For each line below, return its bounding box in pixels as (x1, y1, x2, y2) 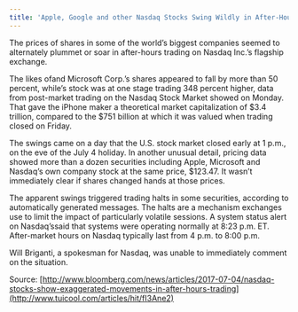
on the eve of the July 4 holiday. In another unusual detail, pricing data (9, 147, 267, 158)
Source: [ (9, 274, 43, 285)
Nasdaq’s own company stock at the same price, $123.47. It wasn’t (9, 166, 253, 176)
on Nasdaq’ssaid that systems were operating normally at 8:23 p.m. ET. (9, 221, 271, 231)
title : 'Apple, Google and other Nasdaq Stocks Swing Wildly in (9, 12, 252, 22)
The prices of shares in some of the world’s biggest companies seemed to (9, 37, 281, 48)
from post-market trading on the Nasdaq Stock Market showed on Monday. (9, 92, 284, 103)
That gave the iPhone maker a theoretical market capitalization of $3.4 (9, 101, 267, 112)
